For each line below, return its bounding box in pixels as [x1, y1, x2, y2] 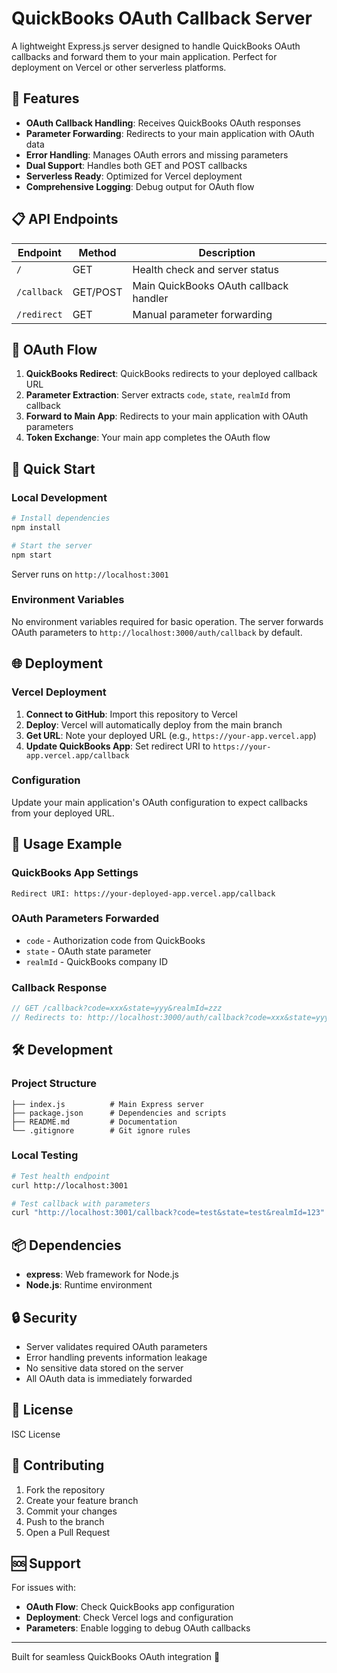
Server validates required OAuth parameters [25, 1340, 208, 1352]
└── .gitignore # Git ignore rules [11, 1125, 191, 1136]
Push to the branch [25, 1515, 105, 1527]
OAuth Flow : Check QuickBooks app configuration [25, 1601, 235, 1613]
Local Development [11, 490, 108, 504]
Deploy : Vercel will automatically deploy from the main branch [25, 718, 283, 731]
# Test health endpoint [11, 1171, 111, 1181]
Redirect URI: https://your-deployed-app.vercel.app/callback [11, 888, 276, 899]
